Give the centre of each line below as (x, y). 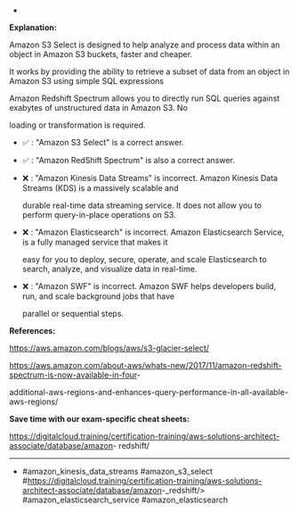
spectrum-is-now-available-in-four (73, 375)
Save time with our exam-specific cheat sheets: (99, 419)
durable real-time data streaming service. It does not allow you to (142, 205)
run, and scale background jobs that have (98, 296)
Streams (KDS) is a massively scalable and (101, 188)
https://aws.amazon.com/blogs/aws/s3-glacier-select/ (109, 348)
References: (32, 331)
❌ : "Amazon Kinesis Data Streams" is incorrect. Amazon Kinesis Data (150, 178)
